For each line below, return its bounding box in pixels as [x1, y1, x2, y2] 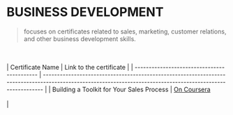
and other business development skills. [23, 34, 137, 43]
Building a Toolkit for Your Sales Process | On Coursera [52, 85, 211, 93]
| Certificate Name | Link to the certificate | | [6, 63, 133, 71]
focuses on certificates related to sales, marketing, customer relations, [23, 27, 227, 36]
